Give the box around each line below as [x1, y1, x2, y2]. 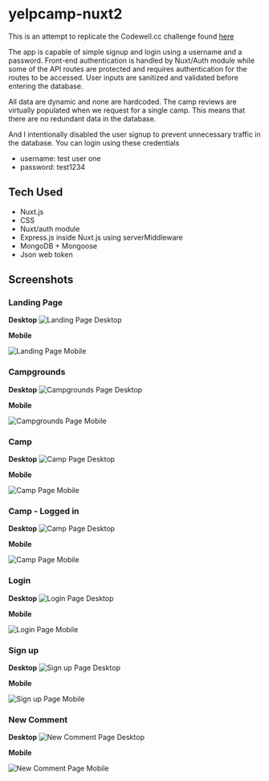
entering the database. [8, 81, 84, 91]
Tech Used [8, 186, 63, 199]
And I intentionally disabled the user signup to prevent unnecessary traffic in [8, 129, 261, 139]
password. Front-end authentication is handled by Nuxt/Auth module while [8, 55, 255, 65]
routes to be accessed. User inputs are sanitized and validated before [8, 72, 238, 82]
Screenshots [8, 273, 74, 286]
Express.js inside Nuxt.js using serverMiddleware [19, 232, 183, 242]
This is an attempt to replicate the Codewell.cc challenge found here [8, 31, 234, 41]
